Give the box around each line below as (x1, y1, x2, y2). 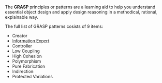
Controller (12, 43, 32, 48)
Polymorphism (12, 59, 41, 64)
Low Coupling (12, 48, 40, 54)
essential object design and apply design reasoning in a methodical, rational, (5, 9, 158, 15)
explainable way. (5, 14, 39, 20)
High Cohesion (12, 53, 42, 59)
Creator (12, 33, 28, 38)
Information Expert (12, 38, 50, 44)
